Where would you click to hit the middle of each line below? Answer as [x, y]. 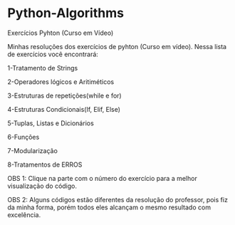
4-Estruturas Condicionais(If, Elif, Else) [64, 109]
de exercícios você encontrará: [53, 54]
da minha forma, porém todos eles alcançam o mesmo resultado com [109, 207]
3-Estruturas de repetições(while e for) [65, 95]
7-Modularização [33, 150]
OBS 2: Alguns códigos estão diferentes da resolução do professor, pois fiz [117, 199]
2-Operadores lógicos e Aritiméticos [61, 82]
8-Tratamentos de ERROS [45, 164]
